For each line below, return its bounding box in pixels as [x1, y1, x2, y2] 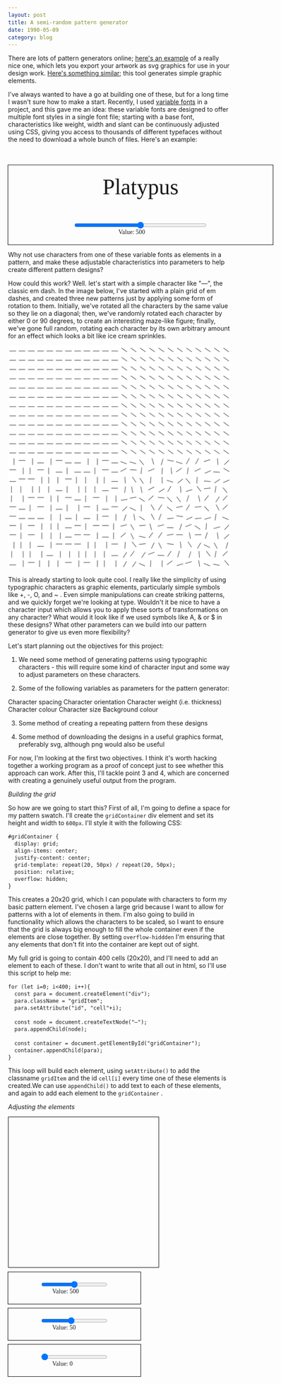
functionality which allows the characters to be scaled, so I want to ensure [8, 918, 225, 926]
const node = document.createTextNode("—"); [14, 1019, 148, 1026]
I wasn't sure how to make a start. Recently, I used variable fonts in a [8, 97, 208, 106]
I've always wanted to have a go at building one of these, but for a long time [8, 90, 229, 99]
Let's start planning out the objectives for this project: [8, 641, 165, 650]
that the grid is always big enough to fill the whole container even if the [8, 925, 215, 934]
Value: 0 [52, 1360, 73, 1368]
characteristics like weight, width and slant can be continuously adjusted [8, 120, 220, 129]
